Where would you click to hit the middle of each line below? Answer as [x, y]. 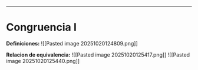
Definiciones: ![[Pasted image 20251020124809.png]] [72, 43]
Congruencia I [41, 27]
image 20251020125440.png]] [43, 61]
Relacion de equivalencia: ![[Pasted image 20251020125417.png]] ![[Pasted [98, 55]
